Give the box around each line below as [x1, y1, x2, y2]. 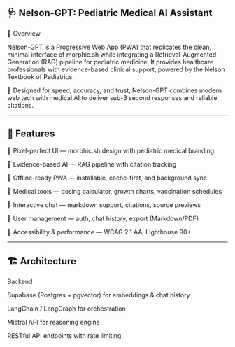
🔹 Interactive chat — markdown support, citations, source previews [7, 200, 201, 209]
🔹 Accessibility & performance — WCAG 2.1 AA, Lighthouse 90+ [7, 227, 192, 236]
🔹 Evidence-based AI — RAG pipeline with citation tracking [7, 160, 177, 168]
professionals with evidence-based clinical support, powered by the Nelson [7, 65, 225, 73]
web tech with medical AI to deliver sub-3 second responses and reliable [7, 93, 218, 101]
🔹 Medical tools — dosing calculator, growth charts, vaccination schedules [7, 187, 222, 195]
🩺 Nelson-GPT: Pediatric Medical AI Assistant [7, 7, 213, 19]
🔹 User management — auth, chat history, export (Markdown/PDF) [7, 214, 199, 222]
